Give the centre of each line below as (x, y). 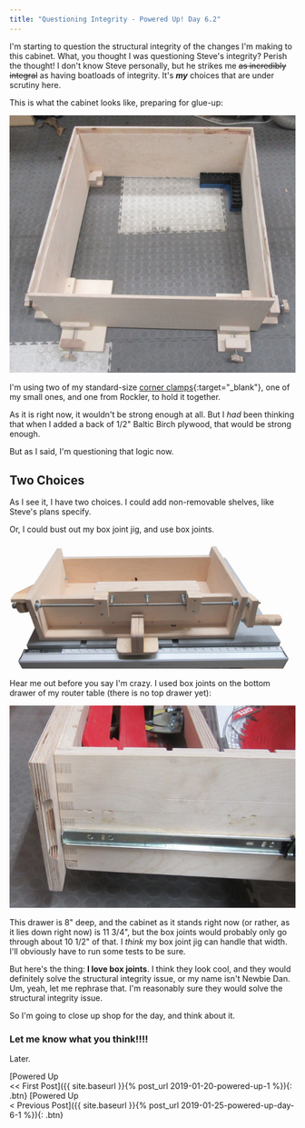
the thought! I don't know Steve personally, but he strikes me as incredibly (148, 65)
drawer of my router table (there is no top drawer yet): (110, 693)
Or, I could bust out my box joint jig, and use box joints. (112, 529)
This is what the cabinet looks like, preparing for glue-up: (117, 102)
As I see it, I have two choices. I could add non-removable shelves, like (142, 502)
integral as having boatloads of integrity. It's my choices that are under (142, 75)
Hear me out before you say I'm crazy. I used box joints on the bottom (140, 684)
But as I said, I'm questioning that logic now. (92, 452)
